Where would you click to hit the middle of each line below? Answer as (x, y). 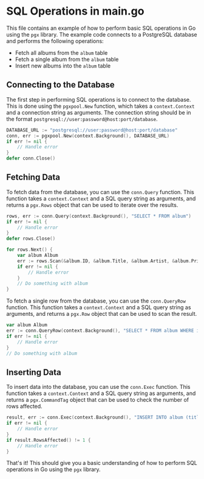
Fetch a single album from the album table (67, 59)
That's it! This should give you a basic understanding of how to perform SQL (102, 463)
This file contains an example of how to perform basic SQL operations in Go (101, 28)
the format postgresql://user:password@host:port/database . (82, 119)
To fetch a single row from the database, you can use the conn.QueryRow (96, 301)
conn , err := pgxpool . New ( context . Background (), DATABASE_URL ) (88, 136)
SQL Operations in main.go (75, 11)
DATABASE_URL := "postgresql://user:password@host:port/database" (92, 130)
